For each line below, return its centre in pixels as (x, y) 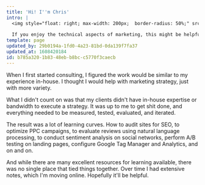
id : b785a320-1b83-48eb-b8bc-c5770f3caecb (61, 57)
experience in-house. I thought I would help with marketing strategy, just (98, 81)
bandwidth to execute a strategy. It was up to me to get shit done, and (94, 106)
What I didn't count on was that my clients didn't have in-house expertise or (102, 100)
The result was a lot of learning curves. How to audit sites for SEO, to (93, 124)
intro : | (17, 18)
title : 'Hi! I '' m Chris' (38, 12)
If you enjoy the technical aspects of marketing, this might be (97, 35)
